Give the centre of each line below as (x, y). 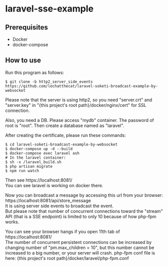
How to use (23, 60)
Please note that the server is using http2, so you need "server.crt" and (79, 100)
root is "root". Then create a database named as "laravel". (65, 125)
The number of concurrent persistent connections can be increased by (78, 242)
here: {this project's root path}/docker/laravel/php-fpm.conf (67, 258)
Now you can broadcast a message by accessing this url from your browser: (84, 195)
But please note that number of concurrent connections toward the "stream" (84, 211)
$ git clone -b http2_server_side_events (49, 82)
